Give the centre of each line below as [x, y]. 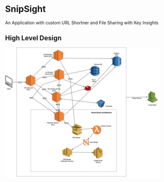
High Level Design [33, 38]
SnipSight [26, 9]
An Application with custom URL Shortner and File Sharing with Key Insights [82, 23]
